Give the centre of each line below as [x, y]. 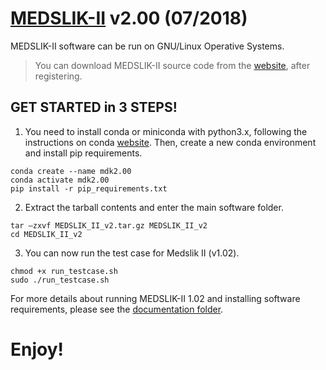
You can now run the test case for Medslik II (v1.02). [132, 253]
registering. [58, 76]
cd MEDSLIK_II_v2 [46, 234]
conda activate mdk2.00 [60, 180]
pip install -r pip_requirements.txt [89, 188]
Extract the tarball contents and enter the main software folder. [154, 207]
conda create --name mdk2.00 [71, 171]
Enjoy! [37, 349]
